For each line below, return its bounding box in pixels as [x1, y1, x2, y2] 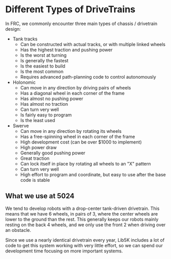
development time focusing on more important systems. [5, 248, 123, 254]
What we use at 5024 [5, 192, 75, 200]
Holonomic [12, 79, 36, 85]
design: [5, 26, 21, 32]
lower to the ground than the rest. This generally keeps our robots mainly [5, 216, 159, 222]
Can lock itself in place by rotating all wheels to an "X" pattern [20, 160, 151, 167]
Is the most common [20, 68, 64, 75]
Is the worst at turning [20, 52, 67, 58]
